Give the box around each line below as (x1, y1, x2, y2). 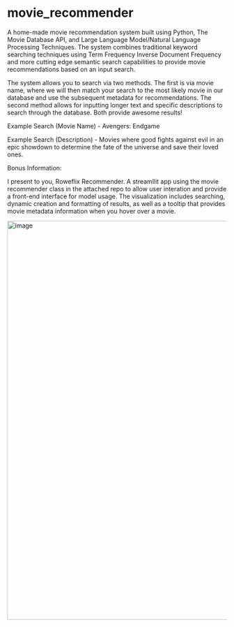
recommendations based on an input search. (7, 65, 136, 73)
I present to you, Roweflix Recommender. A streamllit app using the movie (7, 177, 219, 186)
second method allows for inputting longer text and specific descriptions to (7, 101, 223, 109)
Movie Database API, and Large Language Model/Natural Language (7, 35, 201, 43)
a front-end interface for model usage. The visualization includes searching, (7, 192, 226, 200)
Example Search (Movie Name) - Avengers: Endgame (7, 121, 160, 130)
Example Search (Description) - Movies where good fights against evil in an (7, 135, 224, 144)
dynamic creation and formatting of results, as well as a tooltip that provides (7, 199, 226, 207)
